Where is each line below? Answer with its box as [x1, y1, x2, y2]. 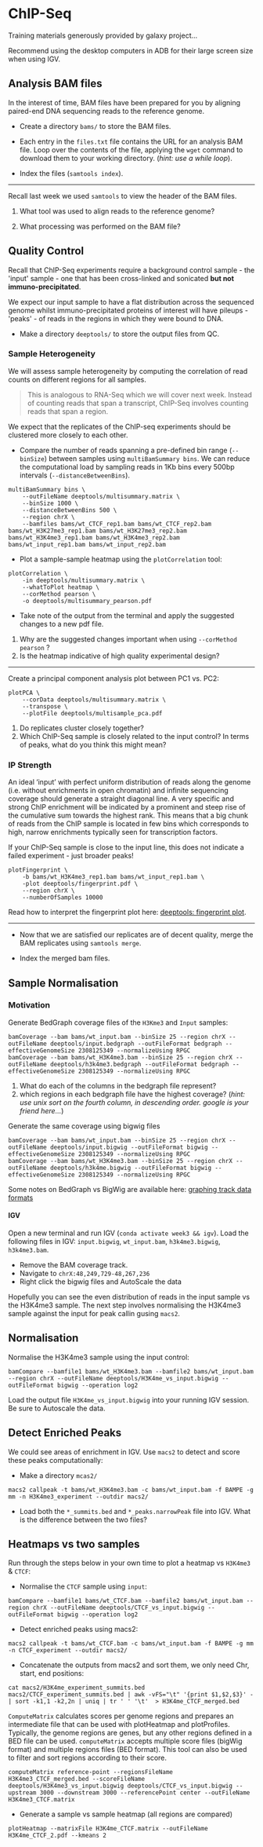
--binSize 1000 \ [22, 499, 79, 507]
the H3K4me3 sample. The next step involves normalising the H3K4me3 [8, 1300, 241, 1310]
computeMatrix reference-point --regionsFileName [8, 1768, 174, 1776]
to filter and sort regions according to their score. [8, 1753, 167, 1763]
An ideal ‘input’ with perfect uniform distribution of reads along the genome [8, 777, 251, 787]
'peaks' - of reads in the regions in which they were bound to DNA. [8, 313, 224, 323]
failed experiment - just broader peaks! [8, 851, 135, 861]
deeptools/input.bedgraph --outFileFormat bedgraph [49, 1040, 222, 1048]
